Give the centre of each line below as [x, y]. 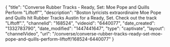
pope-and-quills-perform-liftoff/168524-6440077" [58, 39]
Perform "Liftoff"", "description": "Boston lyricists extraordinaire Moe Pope [83, 12]
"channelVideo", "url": [28, 34]
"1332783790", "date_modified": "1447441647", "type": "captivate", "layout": [85, 28]
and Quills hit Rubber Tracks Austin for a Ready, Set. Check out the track [81, 18]
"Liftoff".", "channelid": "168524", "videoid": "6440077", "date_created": [80, 23]
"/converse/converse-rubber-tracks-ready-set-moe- [108, 34]
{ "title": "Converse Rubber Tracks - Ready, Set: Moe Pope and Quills [77, 7]
